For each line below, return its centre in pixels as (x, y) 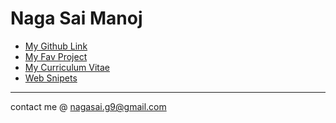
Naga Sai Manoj (76, 18)
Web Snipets (51, 78)
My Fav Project (56, 56)
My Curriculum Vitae (67, 67)
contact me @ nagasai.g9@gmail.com (88, 106)
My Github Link (56, 46)
